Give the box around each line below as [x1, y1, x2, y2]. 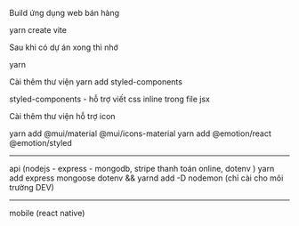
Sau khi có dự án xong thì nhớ [9, 42, 118, 52]
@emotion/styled [9, 138, 73, 148]
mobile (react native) [9, 208, 85, 218]
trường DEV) [9, 182, 55, 192]
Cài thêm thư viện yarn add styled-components [9, 77, 182, 87]
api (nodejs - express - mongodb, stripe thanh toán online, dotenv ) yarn [9, 164, 275, 174]
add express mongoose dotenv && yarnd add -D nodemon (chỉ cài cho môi [9, 173, 284, 183]
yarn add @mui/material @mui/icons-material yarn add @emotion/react [9, 128, 271, 139]
